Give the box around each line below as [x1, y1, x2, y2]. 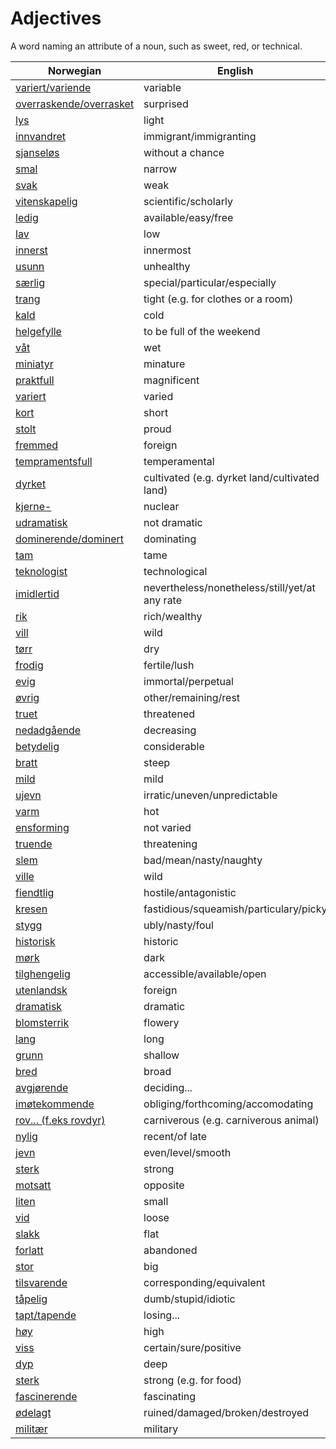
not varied [143, 820, 192, 834]
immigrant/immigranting [143, 129, 257, 143]
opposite [143, 1178, 185, 1192]
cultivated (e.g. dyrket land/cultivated [143, 470, 320, 484]
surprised [143, 97, 189, 111]
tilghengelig [15, 967, 71, 981]
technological [143, 564, 208, 578]
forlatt [15, 1243, 44, 1257]
